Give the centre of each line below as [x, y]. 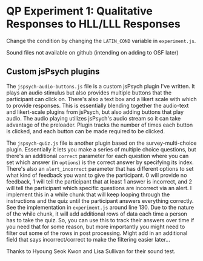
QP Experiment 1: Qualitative [79, 11]
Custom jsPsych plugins [53, 72]
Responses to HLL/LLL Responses [93, 24]
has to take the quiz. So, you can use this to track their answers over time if [100, 220]
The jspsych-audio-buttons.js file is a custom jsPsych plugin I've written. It [101, 86]
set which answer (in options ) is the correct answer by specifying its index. [100, 162]
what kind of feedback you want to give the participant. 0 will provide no [97, 175]
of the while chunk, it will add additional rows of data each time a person [97, 214]
